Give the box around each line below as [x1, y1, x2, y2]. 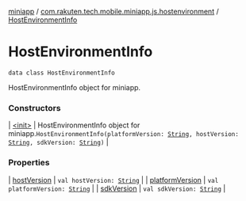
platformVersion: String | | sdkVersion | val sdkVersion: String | [8, 184, 226, 193]
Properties [8, 157, 50, 169]
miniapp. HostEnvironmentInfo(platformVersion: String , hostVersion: [8, 129, 240, 138]
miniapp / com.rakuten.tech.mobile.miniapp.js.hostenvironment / [8, 7, 220, 16]
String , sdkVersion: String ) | [8, 138, 109, 147]
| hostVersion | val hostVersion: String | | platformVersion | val [8, 175, 219, 184]
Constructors [8, 102, 61, 113]
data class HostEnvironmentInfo [8, 69, 115, 77]
